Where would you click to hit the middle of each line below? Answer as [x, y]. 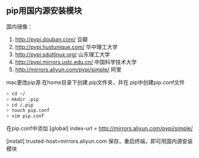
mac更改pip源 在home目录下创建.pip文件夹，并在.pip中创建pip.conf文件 [96, 82]
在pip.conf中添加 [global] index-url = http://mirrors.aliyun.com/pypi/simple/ [99, 128]
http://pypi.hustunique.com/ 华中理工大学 [66, 46]
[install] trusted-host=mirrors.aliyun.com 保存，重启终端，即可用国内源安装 [99, 141]
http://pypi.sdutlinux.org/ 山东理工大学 [62, 54]
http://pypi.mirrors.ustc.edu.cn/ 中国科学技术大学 [76, 62]
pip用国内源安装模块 [44, 11]
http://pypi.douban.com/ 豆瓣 [51, 39]
